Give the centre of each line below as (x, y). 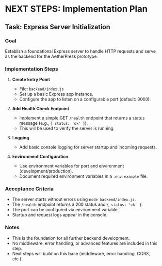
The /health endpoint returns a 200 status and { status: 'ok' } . (77, 204)
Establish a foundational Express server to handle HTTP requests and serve (81, 51)
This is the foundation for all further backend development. (71, 238)
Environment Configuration (40, 157)
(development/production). (46, 171)
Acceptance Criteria (29, 189)
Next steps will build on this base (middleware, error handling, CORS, (81, 253)
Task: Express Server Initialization (58, 27)
